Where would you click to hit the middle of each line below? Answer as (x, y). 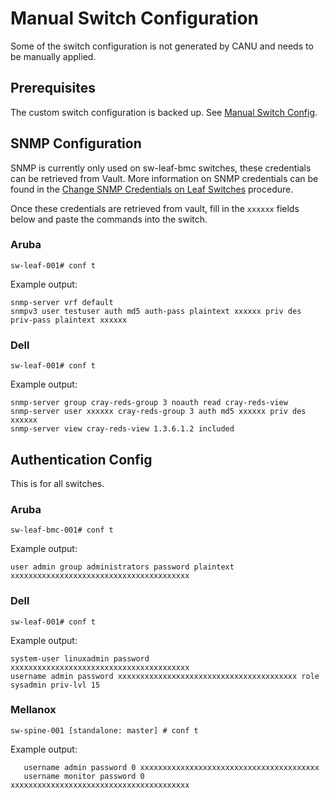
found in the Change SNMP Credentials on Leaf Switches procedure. (152, 189)
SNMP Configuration (76, 143)
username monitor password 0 (84, 776)
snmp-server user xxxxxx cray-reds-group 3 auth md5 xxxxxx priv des (158, 412)
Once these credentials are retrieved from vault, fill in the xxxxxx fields (155, 208)
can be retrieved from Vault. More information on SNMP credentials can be (164, 178)
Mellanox (33, 710)
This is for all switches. (57, 483)
